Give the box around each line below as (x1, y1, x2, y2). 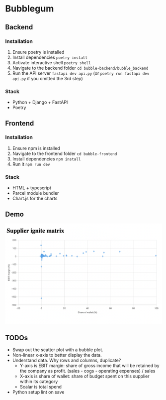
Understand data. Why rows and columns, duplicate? (12, 357, 121, 364)
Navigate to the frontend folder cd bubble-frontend (12, 150, 117, 156)
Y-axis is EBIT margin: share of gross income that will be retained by (19, 363, 160, 369)
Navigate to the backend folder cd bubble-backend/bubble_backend (12, 65, 149, 71)
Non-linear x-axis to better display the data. (12, 352, 102, 358)
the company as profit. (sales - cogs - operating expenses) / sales (19, 368, 156, 374)
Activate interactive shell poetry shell (12, 59, 91, 65)
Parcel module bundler (12, 190, 59, 196)
